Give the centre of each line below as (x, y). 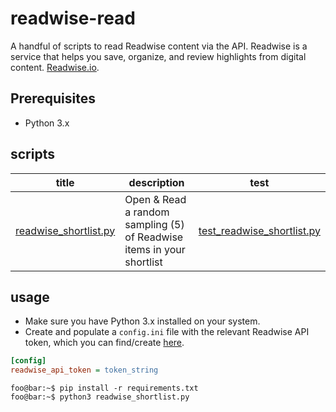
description (156, 182)
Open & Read (155, 199)
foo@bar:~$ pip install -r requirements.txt (104, 388)
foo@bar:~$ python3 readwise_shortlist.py (100, 397)
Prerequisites (53, 98)
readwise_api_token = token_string (84, 370)
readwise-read (73, 18)
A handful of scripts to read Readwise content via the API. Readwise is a (159, 46)
